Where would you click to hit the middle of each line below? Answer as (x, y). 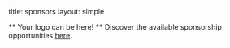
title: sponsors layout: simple (56, 12)
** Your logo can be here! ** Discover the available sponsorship (115, 27)
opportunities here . (41, 36)
